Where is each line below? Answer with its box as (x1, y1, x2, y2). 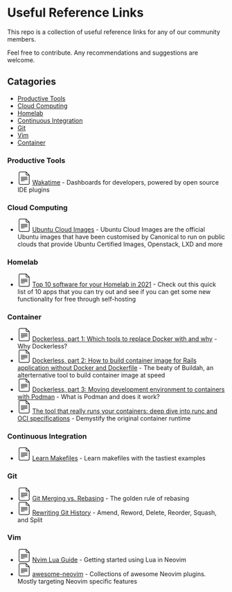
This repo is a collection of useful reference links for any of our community (7, 28, 220, 36)
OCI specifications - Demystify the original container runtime (17, 414, 191, 423)
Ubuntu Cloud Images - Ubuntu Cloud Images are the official (32, 225, 206, 234)
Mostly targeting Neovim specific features (17, 577, 137, 585)
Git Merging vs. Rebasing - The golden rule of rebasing (32, 494, 190, 502)
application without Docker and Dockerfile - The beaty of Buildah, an (17, 363, 214, 371)
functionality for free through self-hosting (17, 295, 136, 303)
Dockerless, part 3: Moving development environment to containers (32, 385, 225, 394)
